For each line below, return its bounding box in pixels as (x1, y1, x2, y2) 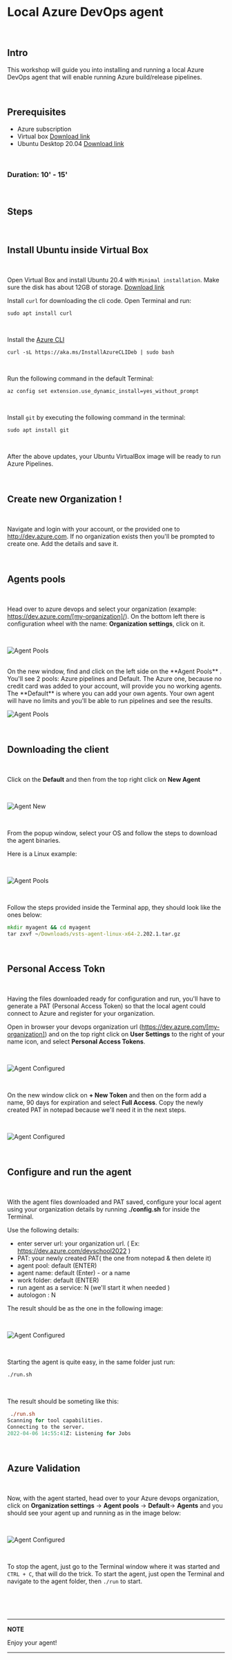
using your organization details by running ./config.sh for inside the (7, 1205, 200, 1214)
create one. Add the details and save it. (7, 540, 119, 548)
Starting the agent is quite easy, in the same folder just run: (7, 1358, 175, 1367)
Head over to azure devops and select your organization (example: (7, 605, 197, 613)
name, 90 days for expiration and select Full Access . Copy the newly (7, 1098, 204, 1107)
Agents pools (7, 573, 66, 585)
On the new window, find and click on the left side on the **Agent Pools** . (7, 667, 222, 675)
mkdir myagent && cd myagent (7, 924, 91, 931)
